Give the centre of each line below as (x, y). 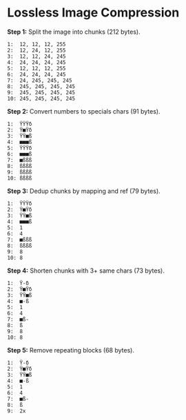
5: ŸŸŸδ (20, 148)
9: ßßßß (20, 172)
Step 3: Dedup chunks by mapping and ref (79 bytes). (84, 191)
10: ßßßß (20, 178)
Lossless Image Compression (93, 13)
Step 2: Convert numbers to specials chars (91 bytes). (84, 111)
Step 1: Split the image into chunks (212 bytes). (74, 32)
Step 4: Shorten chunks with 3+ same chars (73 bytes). (86, 271)
